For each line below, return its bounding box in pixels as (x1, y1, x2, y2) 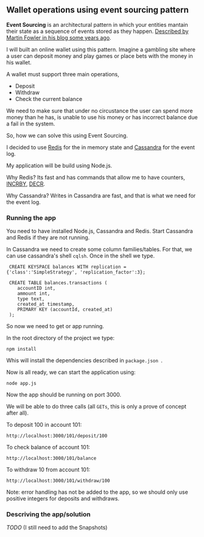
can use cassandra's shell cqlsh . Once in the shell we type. (6, 252, 155, 259)
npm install (6, 346, 37, 353)
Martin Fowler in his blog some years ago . (6, 33, 111, 41)
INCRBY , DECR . (6, 180, 46, 188)
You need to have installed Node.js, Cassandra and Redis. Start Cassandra (6, 228, 193, 235)
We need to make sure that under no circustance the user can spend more (6, 107, 193, 114)
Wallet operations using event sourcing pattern (6, 5, 189, 15)
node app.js (6, 381, 37, 387)
